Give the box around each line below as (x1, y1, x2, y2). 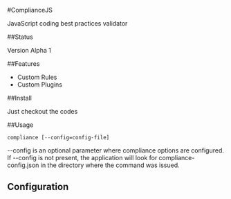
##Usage (7, 121, 34, 129)
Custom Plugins (17, 80, 62, 89)
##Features (7, 60, 40, 68)
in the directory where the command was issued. (40, 161, 180, 169)
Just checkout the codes (7, 107, 78, 115)
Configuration (7, 181, 69, 193)
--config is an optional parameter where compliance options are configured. (7, 146, 225, 155)
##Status (7, 33, 33, 41)
